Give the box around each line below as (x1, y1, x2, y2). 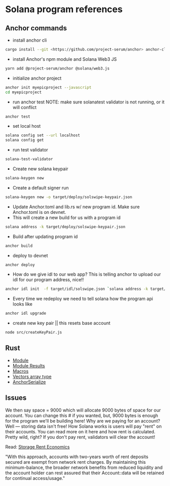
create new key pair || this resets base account (12, 320, 111, 326)
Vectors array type (12, 373, 52, 380)
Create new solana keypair (12, 166, 68, 172)
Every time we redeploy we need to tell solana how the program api (12, 295, 153, 302)
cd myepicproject (5, 90, 42, 95)
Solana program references (5, 4, 123, 15)
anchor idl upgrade (5, 311, 47, 316)
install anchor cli (12, 37, 47, 43)
